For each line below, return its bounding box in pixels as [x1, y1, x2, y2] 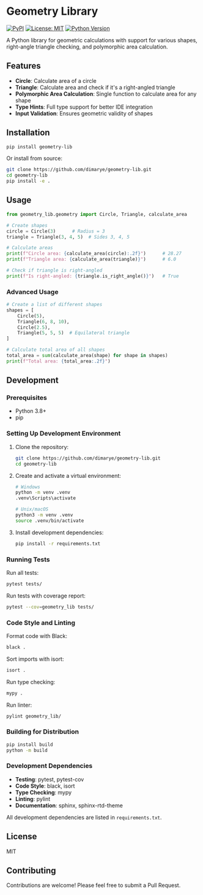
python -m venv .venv [15, 490, 70, 496]
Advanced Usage [6, 287, 59, 296]
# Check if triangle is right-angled [6, 267, 103, 274]
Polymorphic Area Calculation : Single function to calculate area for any [15, 90, 197, 98]
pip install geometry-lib [6, 144, 72, 150]
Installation [6, 128, 50, 138]
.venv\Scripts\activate [15, 495, 76, 501]
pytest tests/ [6, 581, 43, 587]
